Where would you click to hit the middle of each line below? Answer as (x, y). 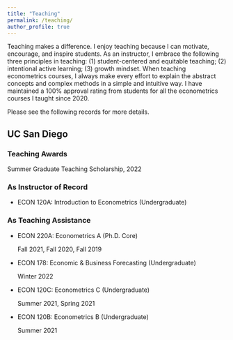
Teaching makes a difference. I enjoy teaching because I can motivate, (109, 47)
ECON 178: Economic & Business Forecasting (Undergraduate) (107, 263)
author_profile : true (39, 27)
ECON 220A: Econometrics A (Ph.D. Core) (77, 235)
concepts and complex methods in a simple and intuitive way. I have (105, 84)
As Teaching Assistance (49, 221)
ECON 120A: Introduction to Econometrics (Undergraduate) (102, 202)
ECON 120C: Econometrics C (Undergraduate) (83, 290)
